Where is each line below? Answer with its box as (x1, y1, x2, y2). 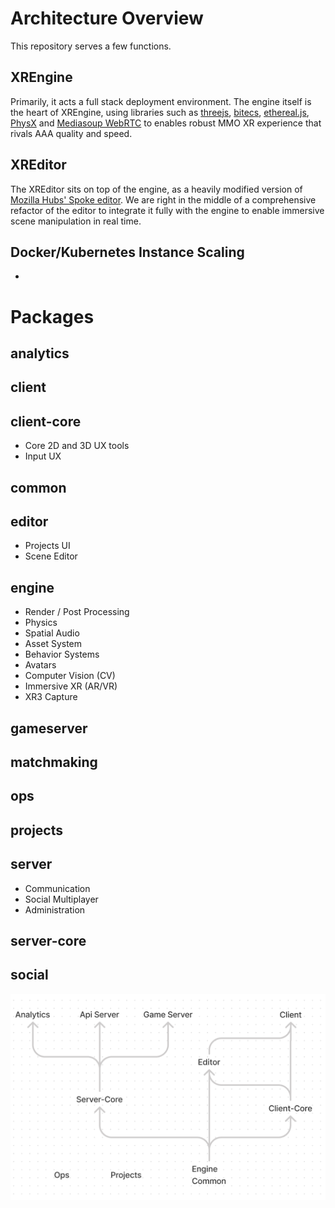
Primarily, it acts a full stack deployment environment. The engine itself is (10, 95, 312, 107)
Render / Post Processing (24, 606, 130, 618)
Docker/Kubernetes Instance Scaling (10, 243, 245, 261)
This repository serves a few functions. (10, 40, 172, 52)
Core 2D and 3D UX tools (24, 440, 130, 452)
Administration (24, 903, 86, 916)
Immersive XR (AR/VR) (24, 680, 118, 692)
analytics (10, 345, 70, 362)
